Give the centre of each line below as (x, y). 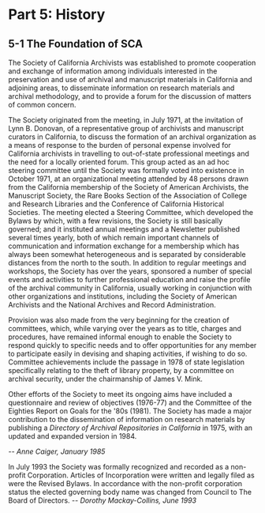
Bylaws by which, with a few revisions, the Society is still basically (116, 221)
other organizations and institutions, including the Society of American (123, 296)
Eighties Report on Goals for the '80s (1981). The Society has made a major (130, 411)
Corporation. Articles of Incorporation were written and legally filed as (141, 475)
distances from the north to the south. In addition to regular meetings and (127, 263)
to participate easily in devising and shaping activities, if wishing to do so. (128, 354)
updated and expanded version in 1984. (73, 436)
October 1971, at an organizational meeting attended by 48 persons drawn (129, 179)
